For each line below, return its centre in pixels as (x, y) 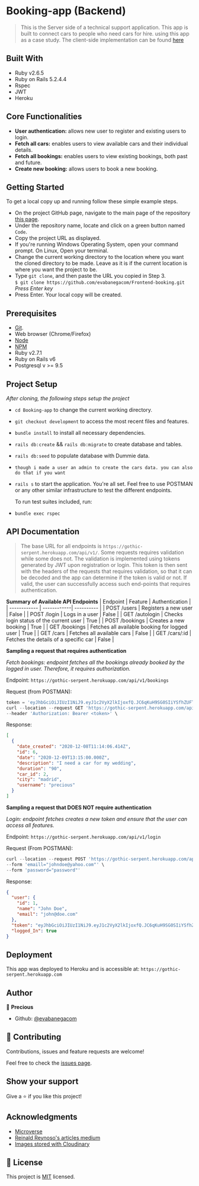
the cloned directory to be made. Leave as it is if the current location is (101, 263)
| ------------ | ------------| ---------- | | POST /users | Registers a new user (99, 608)
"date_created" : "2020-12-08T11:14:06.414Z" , (74, 747)
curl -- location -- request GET (45, 708)
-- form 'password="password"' (44, 870)
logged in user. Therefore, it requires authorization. (68, 668)
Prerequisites (31, 313)
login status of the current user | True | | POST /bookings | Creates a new (95, 620)
